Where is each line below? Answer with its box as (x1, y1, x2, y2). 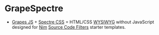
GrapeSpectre (4, 3, 64, 14)
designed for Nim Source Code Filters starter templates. (11, 24, 126, 30)
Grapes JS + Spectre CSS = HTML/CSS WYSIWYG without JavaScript (11, 19, 154, 25)
